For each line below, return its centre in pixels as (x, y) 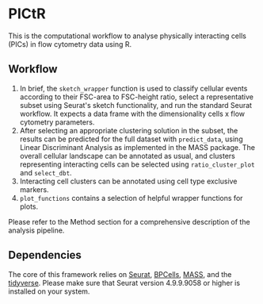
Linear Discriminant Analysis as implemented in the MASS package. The (137, 147)
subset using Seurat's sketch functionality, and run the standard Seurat (135, 105)
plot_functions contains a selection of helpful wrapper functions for (131, 198)
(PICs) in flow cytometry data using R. (70, 44)
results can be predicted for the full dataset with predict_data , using (131, 139)
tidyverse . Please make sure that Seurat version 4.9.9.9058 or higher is (124, 283)
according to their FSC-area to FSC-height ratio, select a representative (136, 97)
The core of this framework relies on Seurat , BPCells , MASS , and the (120, 274)
